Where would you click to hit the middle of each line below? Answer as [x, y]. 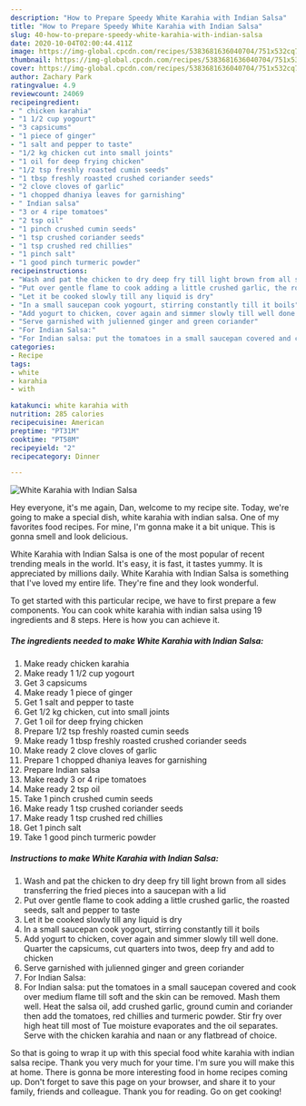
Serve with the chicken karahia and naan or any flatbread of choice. [150, 1035]
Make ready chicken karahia [76, 664]
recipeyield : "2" [43, 448]
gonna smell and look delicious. [69, 537]
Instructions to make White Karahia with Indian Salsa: [114, 858]
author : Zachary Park [51, 77]
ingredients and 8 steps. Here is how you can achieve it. [115, 620]
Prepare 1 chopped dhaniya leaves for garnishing [115, 760]
